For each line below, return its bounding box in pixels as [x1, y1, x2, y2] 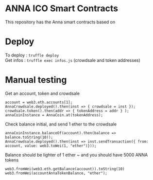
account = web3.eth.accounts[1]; [5, 100, 73, 105]
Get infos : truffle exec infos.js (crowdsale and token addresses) [5, 57, 141, 63]
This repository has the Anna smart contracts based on [5, 19, 116, 25]
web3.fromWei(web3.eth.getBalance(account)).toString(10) [5, 166, 125, 171]
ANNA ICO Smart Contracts [5, 3, 118, 14]
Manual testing [5, 74, 67, 86]
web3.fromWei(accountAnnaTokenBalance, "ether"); [5, 171, 108, 176]
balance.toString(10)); [5, 135, 53, 140]
